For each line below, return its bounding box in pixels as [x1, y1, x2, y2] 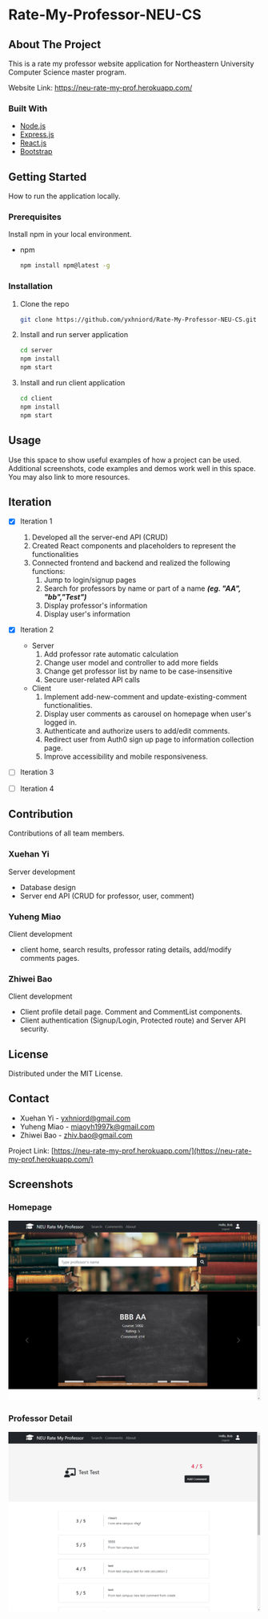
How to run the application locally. [8, 191, 121, 201]
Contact [8, 1092, 50, 1105]
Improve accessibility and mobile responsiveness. [43, 752, 208, 762]
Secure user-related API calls [43, 675, 140, 685]
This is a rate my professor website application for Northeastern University [8, 59, 254, 68]
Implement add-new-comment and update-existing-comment [43, 692, 247, 702]
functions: [31, 567, 66, 576]
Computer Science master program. [8, 67, 126, 77]
